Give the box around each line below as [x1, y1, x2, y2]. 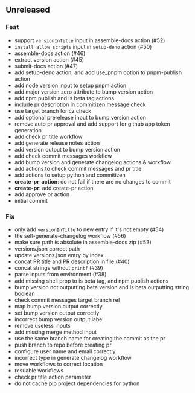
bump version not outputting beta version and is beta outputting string [14, 283, 190, 290]
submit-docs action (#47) [14, 62, 78, 69]
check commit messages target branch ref [14, 296, 121, 304]
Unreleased [5, 5, 51, 15]
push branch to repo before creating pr [14, 341, 112, 348]
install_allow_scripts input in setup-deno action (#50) [14, 43, 152, 50]
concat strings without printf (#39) [14, 264, 104, 271]
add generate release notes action [14, 139, 100, 147]
